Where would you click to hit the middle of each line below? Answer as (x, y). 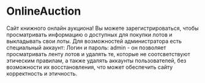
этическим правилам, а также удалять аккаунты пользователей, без (96, 60)
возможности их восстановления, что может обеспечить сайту (90, 67)
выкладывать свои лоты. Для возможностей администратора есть (94, 41)
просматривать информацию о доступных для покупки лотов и (89, 34)
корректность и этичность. (42, 73)
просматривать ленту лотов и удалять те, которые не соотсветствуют (99, 54)
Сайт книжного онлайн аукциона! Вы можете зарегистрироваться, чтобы (102, 28)
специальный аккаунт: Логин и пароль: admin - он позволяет (86, 48)
